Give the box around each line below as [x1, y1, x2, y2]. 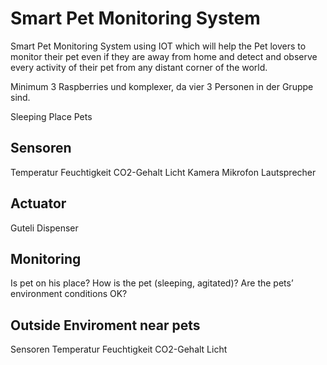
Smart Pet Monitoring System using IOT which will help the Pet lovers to [10, 40, 307, 52]
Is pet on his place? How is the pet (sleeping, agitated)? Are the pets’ [10, 277, 294, 289]
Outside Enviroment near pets [10, 317, 201, 334]
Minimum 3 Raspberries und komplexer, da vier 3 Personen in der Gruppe [10, 80, 314, 92]
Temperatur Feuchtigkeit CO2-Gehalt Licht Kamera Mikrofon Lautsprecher [10, 166, 317, 178]
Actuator [10, 195, 67, 212]
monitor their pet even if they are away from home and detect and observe [10, 50, 318, 62]
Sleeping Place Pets [10, 110, 93, 122]
